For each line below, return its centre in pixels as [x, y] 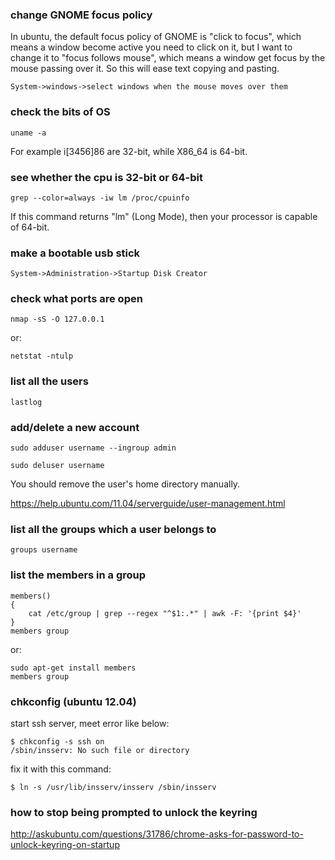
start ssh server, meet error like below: [90, 723]
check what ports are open [76, 299]
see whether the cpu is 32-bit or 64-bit [106, 177]
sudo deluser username [57, 466]
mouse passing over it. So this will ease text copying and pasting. [145, 69]
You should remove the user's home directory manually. [125, 484]
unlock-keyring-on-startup [65, 845]
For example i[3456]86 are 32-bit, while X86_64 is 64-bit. [129, 151]
